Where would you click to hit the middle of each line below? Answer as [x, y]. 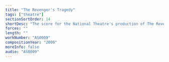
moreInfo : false [22, 47]
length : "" [17, 33]
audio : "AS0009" [22, 51]
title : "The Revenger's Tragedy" [40, 10]
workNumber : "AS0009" [28, 38]
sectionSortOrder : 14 [28, 19]
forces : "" [17, 28]
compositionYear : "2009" [31, 42]
